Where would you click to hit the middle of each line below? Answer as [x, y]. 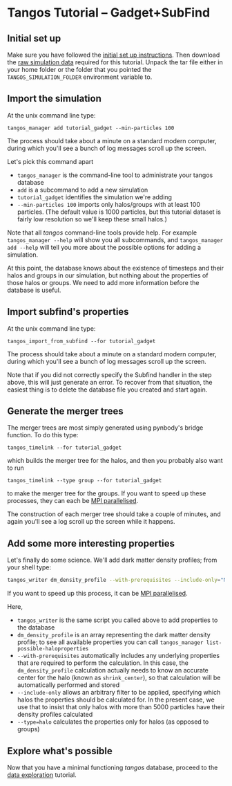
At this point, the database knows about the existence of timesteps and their [116, 268]
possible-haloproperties [53, 649]
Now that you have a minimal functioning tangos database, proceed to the [113, 767]
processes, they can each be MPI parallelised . [73, 501]
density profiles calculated [55, 715]
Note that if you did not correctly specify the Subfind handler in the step [109, 374]
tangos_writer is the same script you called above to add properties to [117, 620]
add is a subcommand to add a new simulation [83, 190]
